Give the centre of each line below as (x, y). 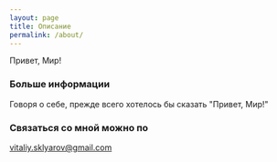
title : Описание (40, 26)
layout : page (34, 18)
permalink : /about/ (47, 35)
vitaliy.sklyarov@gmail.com (61, 147)
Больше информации (60, 85)
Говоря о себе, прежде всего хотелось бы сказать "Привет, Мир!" (139, 104)
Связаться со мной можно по (79, 127)
